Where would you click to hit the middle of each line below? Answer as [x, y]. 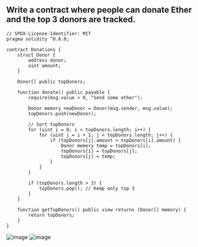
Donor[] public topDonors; [51, 82]
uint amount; [45, 66]
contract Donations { [34, 49]
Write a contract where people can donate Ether [99, 10]
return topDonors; [51, 215]
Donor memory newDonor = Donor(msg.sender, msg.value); [101, 108]
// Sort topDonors [51, 124]
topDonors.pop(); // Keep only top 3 [87, 188]
